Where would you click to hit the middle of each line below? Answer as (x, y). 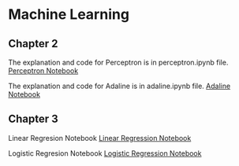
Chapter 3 (34, 119)
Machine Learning (69, 15)
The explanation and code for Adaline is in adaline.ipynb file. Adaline (119, 86)
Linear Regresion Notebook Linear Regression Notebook (100, 138)
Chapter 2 (33, 44)
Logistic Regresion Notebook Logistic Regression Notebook (105, 153)
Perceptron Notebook (43, 71)
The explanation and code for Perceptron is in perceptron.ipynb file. (118, 62)
